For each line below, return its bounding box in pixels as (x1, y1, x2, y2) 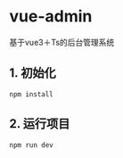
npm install (9, 89, 53, 99)
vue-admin (9, 6, 93, 27)
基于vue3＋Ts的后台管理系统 (9, 37, 115, 47)
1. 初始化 (9, 65, 56, 81)
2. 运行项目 (9, 116, 70, 131)
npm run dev (9, 140, 53, 149)
